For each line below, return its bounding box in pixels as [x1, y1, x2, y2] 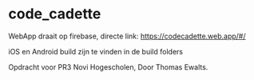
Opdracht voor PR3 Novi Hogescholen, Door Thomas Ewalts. [8, 62, 208, 72]
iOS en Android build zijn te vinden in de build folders [8, 46, 184, 56]
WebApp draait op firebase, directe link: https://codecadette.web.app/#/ [8, 31, 246, 41]
